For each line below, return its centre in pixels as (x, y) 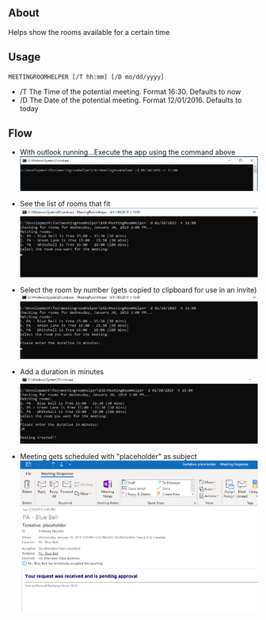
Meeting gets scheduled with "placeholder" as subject (108, 456)
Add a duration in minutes (62, 371)
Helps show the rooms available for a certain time (89, 32)
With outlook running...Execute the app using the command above (127, 152)
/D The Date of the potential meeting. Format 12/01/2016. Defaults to (131, 100)
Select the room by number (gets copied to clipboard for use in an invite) (138, 290)
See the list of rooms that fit (65, 204)
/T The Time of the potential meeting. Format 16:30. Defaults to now (130, 91)
